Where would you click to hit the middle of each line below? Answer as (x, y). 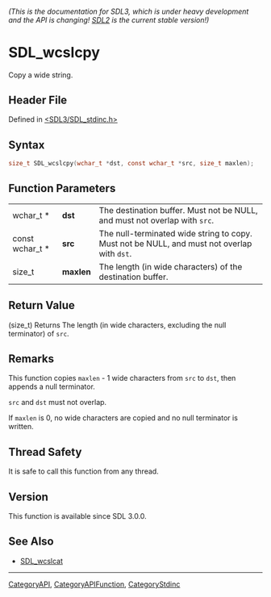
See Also (31, 542)
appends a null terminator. (52, 386)
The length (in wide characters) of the (171, 266)
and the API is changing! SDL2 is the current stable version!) (109, 19)
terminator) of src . (39, 333)
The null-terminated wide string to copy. (175, 233)
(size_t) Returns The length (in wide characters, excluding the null (117, 325)
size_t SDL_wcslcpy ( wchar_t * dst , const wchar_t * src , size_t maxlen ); (131, 164)
